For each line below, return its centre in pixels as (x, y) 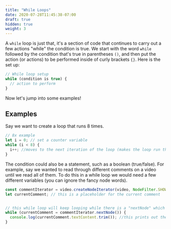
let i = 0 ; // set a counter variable (46, 140)
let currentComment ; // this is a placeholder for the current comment (83, 194)
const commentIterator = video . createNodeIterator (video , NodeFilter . (82, 189)
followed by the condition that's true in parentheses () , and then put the (81, 54)
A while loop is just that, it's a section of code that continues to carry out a (83, 43)
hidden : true (19, 24)
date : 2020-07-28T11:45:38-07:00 (41, 15)
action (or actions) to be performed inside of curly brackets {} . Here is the (83, 59)
